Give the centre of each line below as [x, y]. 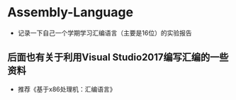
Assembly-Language [70, 12]
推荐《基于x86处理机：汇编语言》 [67, 89]
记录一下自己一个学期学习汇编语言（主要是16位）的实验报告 [105, 33]
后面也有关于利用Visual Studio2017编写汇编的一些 [118, 57]
